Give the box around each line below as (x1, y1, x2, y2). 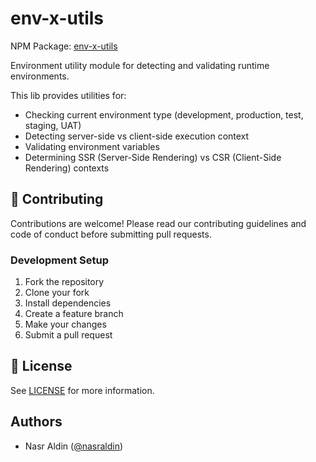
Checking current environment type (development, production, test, (24, 108, 304, 121)
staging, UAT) (24, 119, 82, 131)
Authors (10, 413, 63, 431)
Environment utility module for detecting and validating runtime (10, 59, 270, 71)
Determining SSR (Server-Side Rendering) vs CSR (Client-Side (24, 151, 282, 163)
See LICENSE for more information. (10, 384, 155, 396)
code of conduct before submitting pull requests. (10, 228, 212, 240)
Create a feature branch (24, 308, 124, 320)
